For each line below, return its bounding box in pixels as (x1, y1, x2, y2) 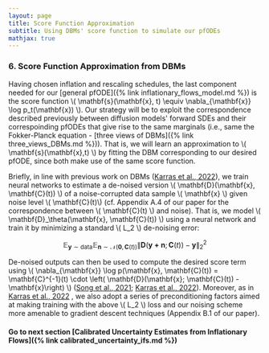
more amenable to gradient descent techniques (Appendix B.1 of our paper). (8, 309, 260, 318)
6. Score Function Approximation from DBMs (8, 61, 186, 72)
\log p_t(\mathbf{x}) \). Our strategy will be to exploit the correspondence (8, 105, 251, 114)
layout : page (8, 11, 52, 20)
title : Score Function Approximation (8, 19, 135, 27)
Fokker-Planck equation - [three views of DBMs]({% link (8, 130, 194, 140)
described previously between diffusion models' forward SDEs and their (8, 113, 247, 123)
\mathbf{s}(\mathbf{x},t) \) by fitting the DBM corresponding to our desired (8, 147, 257, 157)
